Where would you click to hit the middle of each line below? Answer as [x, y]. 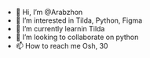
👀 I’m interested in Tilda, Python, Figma [79, 20]
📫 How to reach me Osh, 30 [62, 46]
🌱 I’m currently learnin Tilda [60, 29]
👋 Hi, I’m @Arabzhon [49, 12]
